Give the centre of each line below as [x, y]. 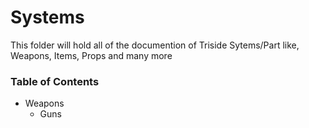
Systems [47, 17]
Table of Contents [55, 81]
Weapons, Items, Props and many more [91, 55]
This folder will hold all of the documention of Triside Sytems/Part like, [155, 45]
